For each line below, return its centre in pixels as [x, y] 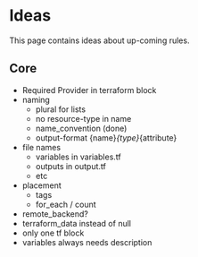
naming [36, 99]
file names [41, 147]
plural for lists [61, 109]
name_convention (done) [81, 128]
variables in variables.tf [78, 157]
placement [42, 185]
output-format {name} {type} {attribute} [106, 137]
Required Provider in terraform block [89, 90]
